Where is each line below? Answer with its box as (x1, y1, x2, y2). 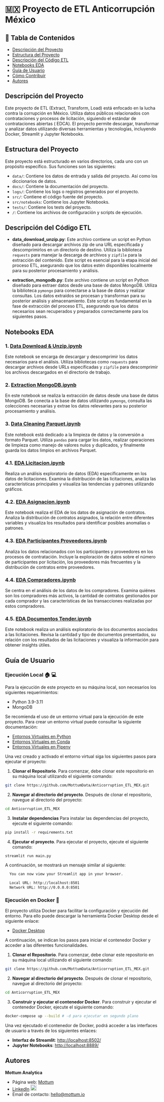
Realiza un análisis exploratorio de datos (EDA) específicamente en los (5, 471, 147, 477)
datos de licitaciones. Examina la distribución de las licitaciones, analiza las (5, 476, 156, 482)
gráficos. (5, 486, 23, 492)
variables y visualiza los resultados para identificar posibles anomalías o (5, 520, 150, 526)
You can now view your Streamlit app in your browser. (9, 872, 123, 877)
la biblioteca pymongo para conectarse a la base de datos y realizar (12, 287, 145, 293)
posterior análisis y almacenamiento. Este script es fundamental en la (12, 298, 152, 304)
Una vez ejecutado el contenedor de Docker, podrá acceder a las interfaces (5, 1022, 158, 1028)
